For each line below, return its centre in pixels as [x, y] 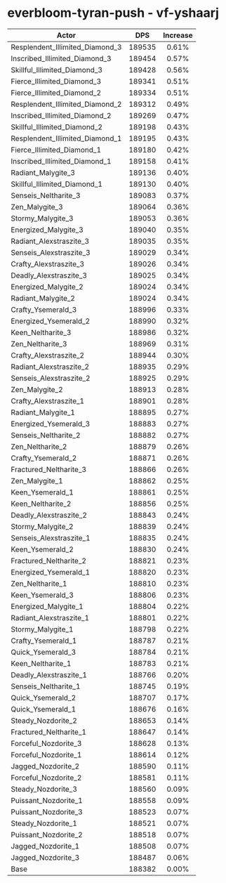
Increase [178, 35]
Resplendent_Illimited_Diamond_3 [66, 47]
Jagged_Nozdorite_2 [45, 766]
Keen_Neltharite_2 [41, 504]
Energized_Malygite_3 [47, 230]
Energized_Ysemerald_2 [51, 321]
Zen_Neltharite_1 [39, 583]
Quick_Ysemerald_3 [44, 652]
